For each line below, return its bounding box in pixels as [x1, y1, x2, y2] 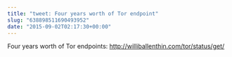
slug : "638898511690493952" [7, 17, 90, 24]
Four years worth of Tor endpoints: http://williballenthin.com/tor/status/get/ [7, 42, 225, 51]
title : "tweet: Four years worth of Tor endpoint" [7, 10, 159, 17]
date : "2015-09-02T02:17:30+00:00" [7, 23, 112, 30]
